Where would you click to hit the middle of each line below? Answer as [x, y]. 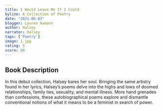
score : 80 [15, 50]
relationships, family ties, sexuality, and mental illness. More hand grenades [81, 92]
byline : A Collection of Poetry [38, 14]
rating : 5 [15, 46]
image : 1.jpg [18, 41]
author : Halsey [20, 28]
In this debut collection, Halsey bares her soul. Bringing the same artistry [78, 82]
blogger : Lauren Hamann [29, 23]
